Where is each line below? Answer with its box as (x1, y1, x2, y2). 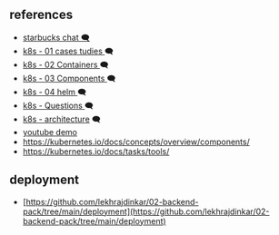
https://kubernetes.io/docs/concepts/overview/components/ (22, 136, 250, 147)
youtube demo (22, 126, 77, 137)
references (9, 7, 74, 23)
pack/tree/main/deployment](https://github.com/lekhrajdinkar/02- (22, 206, 270, 217)
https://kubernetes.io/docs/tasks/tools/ (22, 145, 170, 157)
